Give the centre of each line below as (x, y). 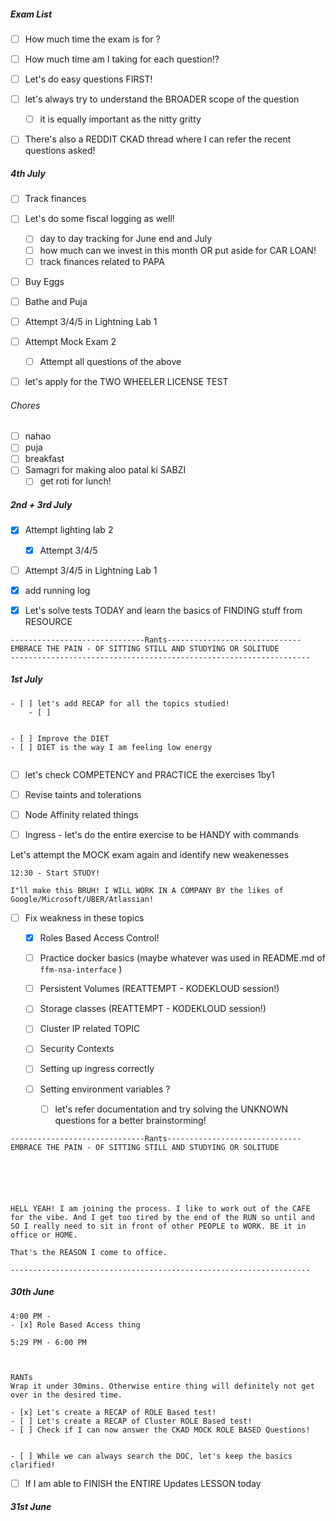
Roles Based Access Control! (99, 938)
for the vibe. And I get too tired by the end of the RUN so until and (162, 1217)
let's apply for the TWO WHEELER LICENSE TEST (126, 381)
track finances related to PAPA (102, 261)
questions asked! (60, 151)
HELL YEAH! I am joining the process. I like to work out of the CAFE (160, 1208)
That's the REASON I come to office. (89, 1252)
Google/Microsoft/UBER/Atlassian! (82, 900)
